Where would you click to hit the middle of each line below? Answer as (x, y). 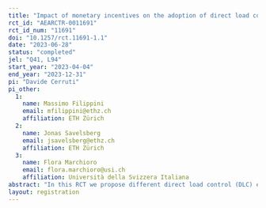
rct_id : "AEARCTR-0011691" (53, 23)
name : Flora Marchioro (60, 163)
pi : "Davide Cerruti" (44, 81)
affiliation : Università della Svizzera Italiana (106, 178)
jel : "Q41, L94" (35, 60)
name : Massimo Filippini (63, 104)
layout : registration (44, 192)
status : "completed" (42, 52)
